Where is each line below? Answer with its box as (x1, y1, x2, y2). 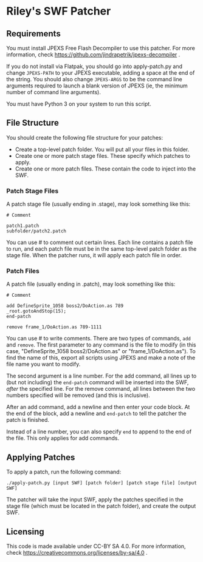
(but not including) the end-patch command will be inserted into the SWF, (6, 379, 189, 386)
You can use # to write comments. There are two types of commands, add (6, 335, 191, 342)
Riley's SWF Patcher (6, 4, 111, 18)
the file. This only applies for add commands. (6, 435, 120, 442)
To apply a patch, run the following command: (6, 469, 122, 476)
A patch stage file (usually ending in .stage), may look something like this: (6, 200, 191, 208)
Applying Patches (6, 452, 75, 462)
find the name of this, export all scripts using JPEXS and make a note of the (6, 354, 196, 362)
